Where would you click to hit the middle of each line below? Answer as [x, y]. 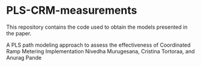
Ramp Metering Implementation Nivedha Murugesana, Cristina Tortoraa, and [100, 51]
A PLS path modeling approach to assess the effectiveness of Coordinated [98, 45]
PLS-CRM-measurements [72, 10]
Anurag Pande [24, 57]
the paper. [19, 33]
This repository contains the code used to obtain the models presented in [97, 27]
